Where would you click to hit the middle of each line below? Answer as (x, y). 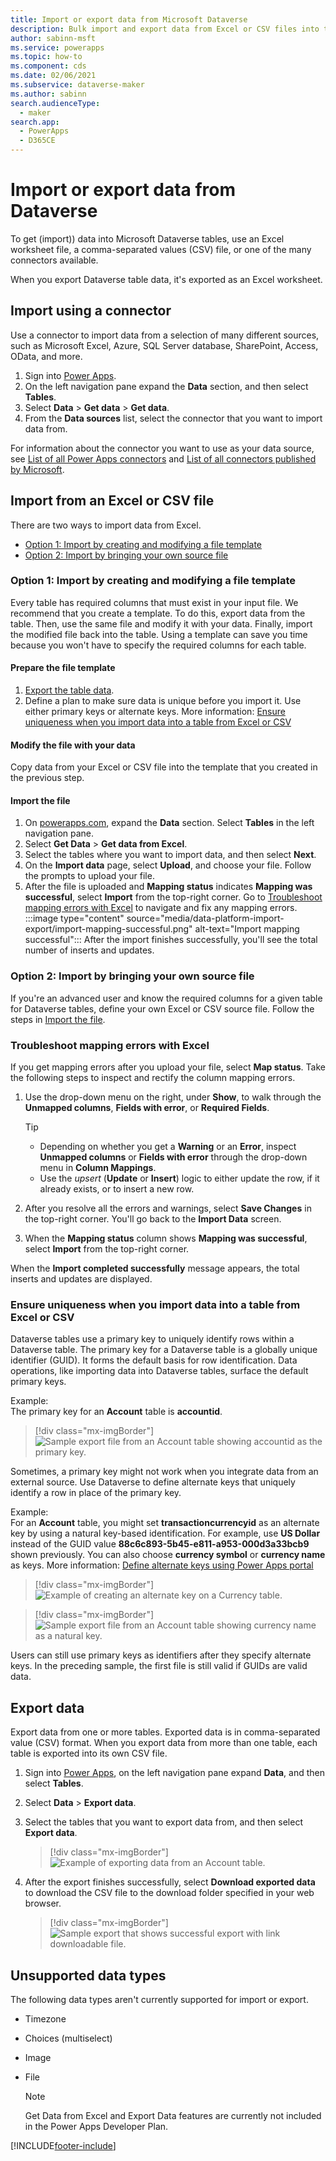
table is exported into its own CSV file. (89, 1753)
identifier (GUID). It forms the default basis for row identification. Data (154, 1360)
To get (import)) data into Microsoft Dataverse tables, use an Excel (147, 238)
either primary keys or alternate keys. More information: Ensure (155, 712)
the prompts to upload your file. (89, 876)
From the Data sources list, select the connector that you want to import (173, 418)
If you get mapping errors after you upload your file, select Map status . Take (168, 1067)
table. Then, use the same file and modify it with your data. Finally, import (161, 623)
